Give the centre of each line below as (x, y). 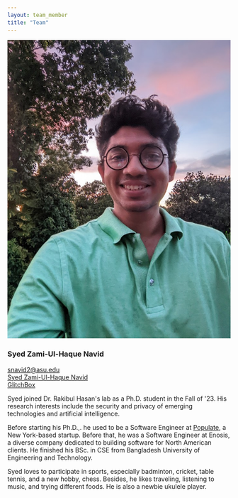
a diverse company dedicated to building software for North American (109, 442)
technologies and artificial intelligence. (64, 413)
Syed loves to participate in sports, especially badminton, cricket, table (111, 471)
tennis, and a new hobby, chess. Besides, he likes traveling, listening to (111, 479)
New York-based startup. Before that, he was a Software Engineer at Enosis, (119, 435)
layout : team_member (38, 15)
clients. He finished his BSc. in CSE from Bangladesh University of (104, 450)
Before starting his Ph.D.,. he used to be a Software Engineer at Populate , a (117, 427)
